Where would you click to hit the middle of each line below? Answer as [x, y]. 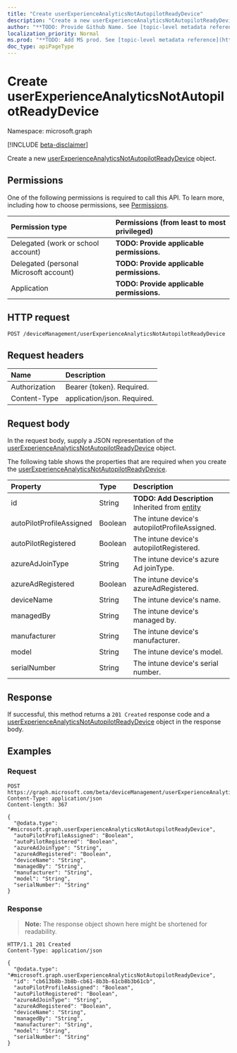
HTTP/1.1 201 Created [39, 944]
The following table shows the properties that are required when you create [117, 462]
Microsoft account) [43, 272]
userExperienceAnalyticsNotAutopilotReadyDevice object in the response [114, 722]
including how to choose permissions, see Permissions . [88, 205]
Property [26, 487]
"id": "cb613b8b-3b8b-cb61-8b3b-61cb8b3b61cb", [85, 981]
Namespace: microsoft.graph [50, 130]
